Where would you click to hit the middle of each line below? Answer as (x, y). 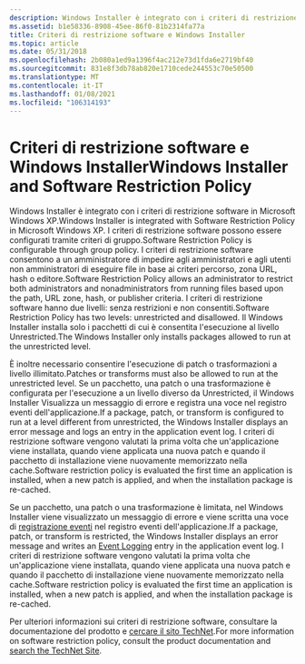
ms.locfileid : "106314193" (60, 102)
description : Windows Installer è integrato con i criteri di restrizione (154, 18)
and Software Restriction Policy (131, 186)
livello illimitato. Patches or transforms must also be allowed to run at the (144, 374)
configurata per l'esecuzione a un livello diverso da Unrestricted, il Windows (152, 393)
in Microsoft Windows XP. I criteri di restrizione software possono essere (146, 231)
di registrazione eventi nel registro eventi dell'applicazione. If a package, (144, 527)
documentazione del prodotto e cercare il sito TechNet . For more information (152, 631)
